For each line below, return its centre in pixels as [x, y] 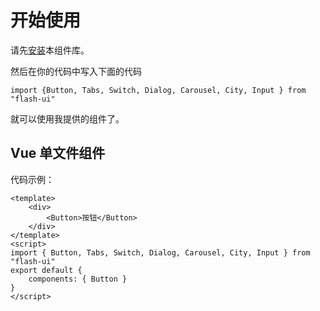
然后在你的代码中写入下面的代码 [76, 71]
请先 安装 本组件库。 [50, 50]
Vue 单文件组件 [58, 153]
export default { [46, 270]
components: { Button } [78, 279]
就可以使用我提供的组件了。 [67, 118]
